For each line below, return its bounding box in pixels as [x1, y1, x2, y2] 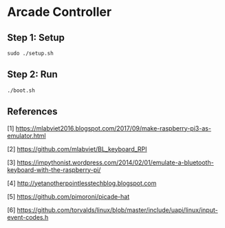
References [7, 106, 58, 117]
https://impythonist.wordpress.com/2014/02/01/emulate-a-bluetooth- [17, 158, 215, 167]
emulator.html [7, 131, 46, 140]
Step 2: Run [7, 68, 58, 80]
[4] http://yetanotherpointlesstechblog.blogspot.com [7, 179, 157, 187]
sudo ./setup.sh [7, 50, 54, 57]
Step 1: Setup [7, 32, 65, 44]
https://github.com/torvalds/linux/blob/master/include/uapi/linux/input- [17, 205, 218, 214]
